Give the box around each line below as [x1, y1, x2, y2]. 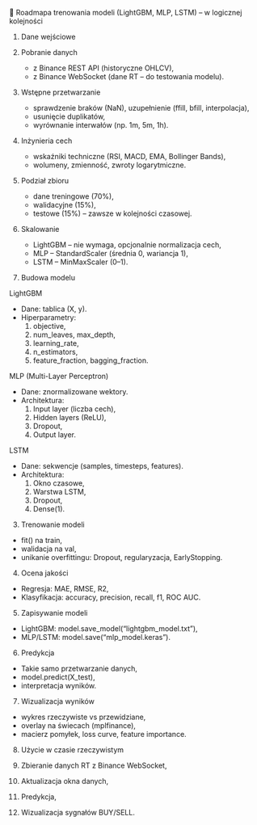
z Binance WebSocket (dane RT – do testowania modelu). [32, 72, 225, 81]
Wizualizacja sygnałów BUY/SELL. [20, 808, 136, 817]
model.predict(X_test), [20, 672, 95, 682]
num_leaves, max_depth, [32, 330, 116, 339]
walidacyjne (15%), [32, 200, 96, 209]
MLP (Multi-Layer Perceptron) [9, 372, 109, 381]
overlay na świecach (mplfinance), [20, 721, 137, 730]
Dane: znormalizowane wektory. [20, 387, 128, 396]
